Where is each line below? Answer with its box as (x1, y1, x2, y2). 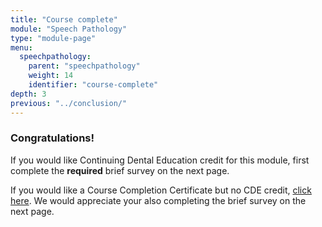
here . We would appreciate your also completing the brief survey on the (10, 194, 307, 206)
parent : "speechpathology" (28, 61, 141, 71)
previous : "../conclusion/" (10, 98, 128, 108)
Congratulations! (10, 131, 95, 145)
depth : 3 (10, 89, 47, 99)
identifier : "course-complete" (28, 80, 159, 90)
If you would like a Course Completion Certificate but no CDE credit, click (10, 184, 312, 196)
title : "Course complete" (10, 14, 118, 25)
